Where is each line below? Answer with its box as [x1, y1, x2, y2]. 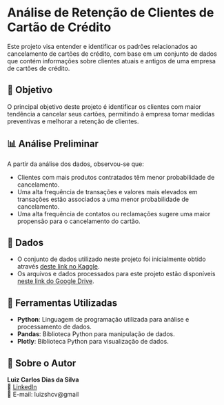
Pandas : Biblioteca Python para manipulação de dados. [17, 330, 175, 338]
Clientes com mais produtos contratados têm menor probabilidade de [17, 173, 215, 181]
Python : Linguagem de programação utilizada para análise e [17, 315, 190, 324]
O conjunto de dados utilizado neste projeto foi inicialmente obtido [17, 255, 206, 263]
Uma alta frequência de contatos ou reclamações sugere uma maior [17, 209, 211, 218]
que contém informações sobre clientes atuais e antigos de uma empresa [7, 56, 216, 65]
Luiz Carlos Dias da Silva [7, 375, 79, 384]
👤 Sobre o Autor [7, 357, 77, 369]
